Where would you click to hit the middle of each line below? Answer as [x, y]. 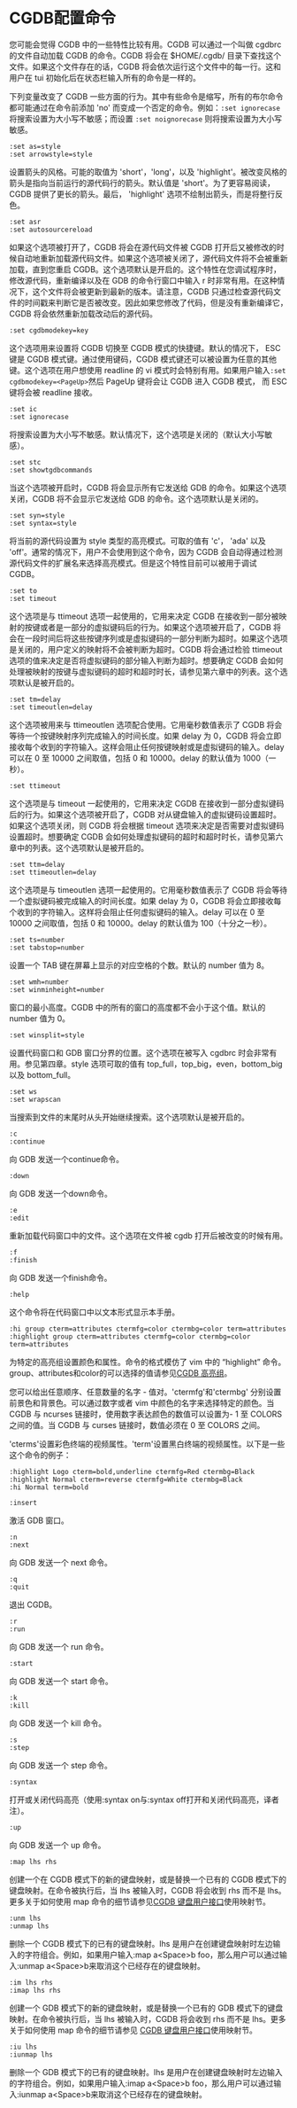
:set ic [23, 409]
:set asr [25, 222]
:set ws [23, 1091]
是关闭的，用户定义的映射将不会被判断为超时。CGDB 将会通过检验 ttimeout [146, 649]
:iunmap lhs [31, 2054]
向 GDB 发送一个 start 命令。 [61, 1681]
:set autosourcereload [51, 230]
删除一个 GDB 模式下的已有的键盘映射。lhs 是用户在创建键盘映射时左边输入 [146, 2072]
